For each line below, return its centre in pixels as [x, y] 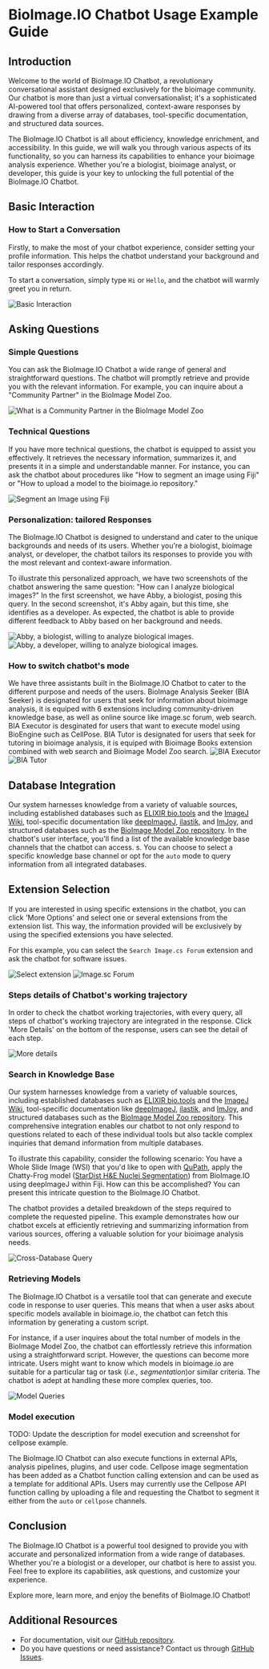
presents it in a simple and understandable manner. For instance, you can [129, 466]
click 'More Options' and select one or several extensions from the [118, 917]
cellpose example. [38, 1443]
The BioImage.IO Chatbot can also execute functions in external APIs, [123, 1459]
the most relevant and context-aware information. [90, 562]
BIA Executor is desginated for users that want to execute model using [124, 726]
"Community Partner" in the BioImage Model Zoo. [90, 395]
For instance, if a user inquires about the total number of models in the [124, 1337]
